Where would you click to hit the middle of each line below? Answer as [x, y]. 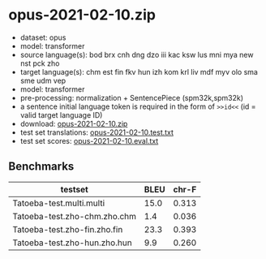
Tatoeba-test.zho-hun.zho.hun [72, 243]
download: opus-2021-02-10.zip [74, 123]
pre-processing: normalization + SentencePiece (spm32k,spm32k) [132, 97]
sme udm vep [43, 80]
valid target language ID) [61, 114]
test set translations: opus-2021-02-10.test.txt [97, 132]
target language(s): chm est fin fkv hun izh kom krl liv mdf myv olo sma [139, 71]
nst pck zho [40, 63]
